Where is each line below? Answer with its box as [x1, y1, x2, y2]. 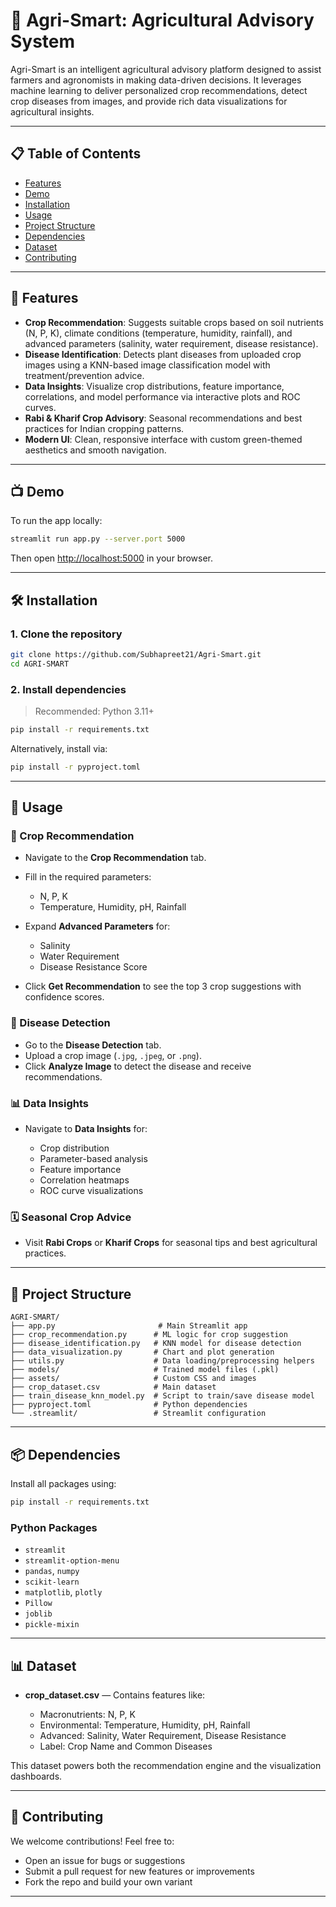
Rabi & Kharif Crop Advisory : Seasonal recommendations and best [24, 412, 303, 424]
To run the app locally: [10, 515, 103, 527]
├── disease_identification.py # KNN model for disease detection [10, 1339, 302, 1349]
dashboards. [10, 1770, 63, 1782]
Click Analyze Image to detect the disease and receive [24, 1060, 252, 1072]
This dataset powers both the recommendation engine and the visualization [10, 1759, 322, 1771]
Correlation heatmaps [39, 1174, 130, 1186]
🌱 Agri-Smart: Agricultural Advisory [10, 9, 315, 32]
